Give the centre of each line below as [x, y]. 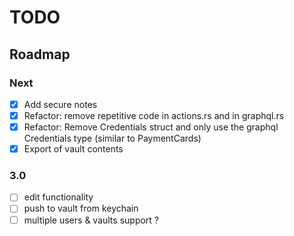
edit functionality [58, 197]
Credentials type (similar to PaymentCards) [112, 138]
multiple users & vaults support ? [91, 220]
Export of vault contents [73, 149]
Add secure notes [60, 104]
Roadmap [40, 54]
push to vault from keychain [81, 208]
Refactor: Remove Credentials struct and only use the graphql [151, 127]
